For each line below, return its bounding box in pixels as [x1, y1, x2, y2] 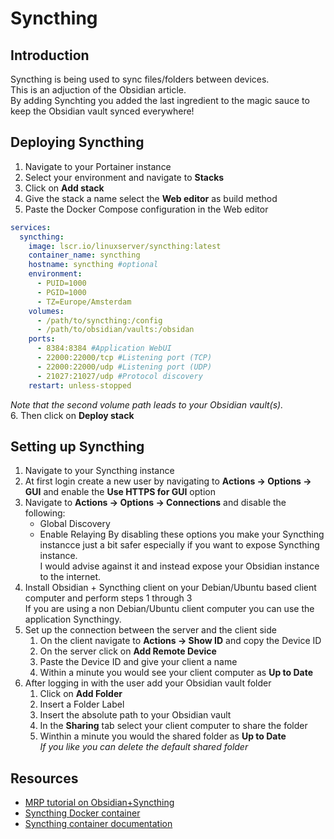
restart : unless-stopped [28, 380, 132, 391]
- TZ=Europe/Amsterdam [36, 297, 132, 307]
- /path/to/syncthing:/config [36, 315, 163, 326]
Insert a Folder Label [39, 698, 125, 711]
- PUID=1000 [36, 278, 87, 289]
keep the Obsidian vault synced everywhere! [10, 105, 195, 117]
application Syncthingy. [24, 613, 122, 626]
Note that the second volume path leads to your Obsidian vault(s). [10, 398, 284, 411]
